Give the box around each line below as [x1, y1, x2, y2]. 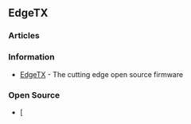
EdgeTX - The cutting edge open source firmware [19, 69, 184, 79]
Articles [8, 30, 40, 41]
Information [8, 52, 55, 63]
